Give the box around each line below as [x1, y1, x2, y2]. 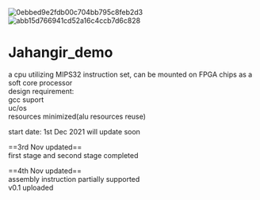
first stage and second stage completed [8, 150, 139, 160]
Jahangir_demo [8, 43, 113, 62]
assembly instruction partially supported [8, 174, 140, 183]
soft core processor [8, 77, 73, 87]
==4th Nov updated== [8, 166, 82, 175]
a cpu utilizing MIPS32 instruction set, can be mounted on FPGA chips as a [8, 70, 253, 79]
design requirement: [8, 86, 75, 96]
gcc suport [8, 95, 44, 104]
